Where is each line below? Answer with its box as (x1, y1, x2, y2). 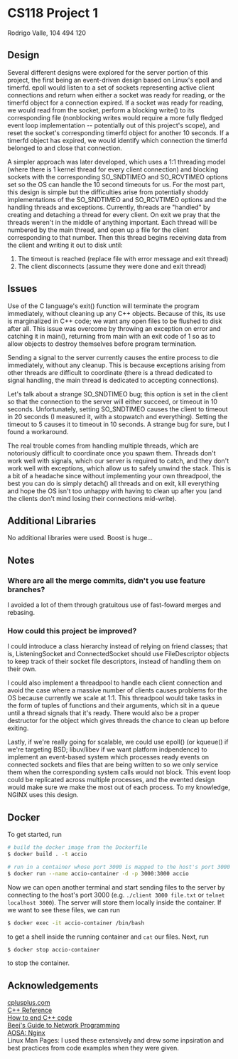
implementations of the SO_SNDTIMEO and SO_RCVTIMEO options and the (7, 195, 227, 204)
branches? (7, 584, 45, 594)
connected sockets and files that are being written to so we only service (7, 760, 219, 769)
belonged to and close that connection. (7, 144, 122, 152)
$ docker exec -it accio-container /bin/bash (7, 920, 144, 927)
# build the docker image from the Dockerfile (7, 844, 148, 851)
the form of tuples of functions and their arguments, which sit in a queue (7, 701, 220, 710)
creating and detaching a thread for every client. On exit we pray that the (7, 210, 220, 218)
